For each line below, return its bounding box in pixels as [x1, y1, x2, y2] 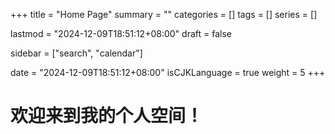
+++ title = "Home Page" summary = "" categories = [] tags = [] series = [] [10, 9, 318, 20]
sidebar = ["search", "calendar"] [10, 47, 143, 59]
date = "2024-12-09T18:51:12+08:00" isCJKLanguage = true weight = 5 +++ [10, 67, 326, 78]
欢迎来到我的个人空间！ [10, 105, 204, 128]
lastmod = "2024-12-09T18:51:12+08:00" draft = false [10, 28, 232, 39]
